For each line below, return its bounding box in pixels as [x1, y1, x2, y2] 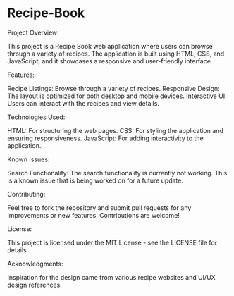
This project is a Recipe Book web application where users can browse [7, 42, 213, 50]
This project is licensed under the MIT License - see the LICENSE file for [7, 238, 217, 247]
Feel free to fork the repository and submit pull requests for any [7, 203, 192, 212]
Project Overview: [7, 28, 60, 37]
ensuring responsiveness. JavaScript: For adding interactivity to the [7, 134, 204, 142]
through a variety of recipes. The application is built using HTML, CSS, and [7, 49, 225, 58]
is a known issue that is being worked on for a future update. [7, 176, 183, 185]
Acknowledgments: [7, 259, 63, 268]
